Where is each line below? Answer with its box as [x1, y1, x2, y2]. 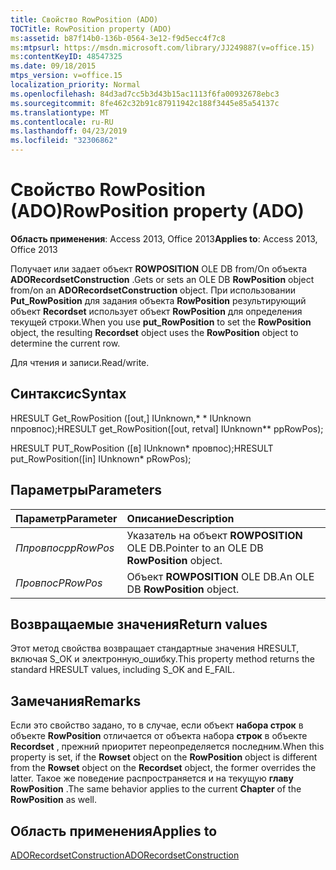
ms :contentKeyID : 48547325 [10, 52, 123, 62]
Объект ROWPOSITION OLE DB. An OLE [126, 569, 315, 583]
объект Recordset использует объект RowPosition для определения [10, 305, 303, 317]
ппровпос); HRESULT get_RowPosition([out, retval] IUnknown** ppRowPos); [10, 422, 324, 435]
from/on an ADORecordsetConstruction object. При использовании [10, 284, 296, 296]
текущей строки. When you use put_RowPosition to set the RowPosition [10, 316, 312, 328]
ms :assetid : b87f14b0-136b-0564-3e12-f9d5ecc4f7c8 [10, 33, 226, 43]
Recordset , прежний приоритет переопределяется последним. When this [10, 741, 325, 753]
